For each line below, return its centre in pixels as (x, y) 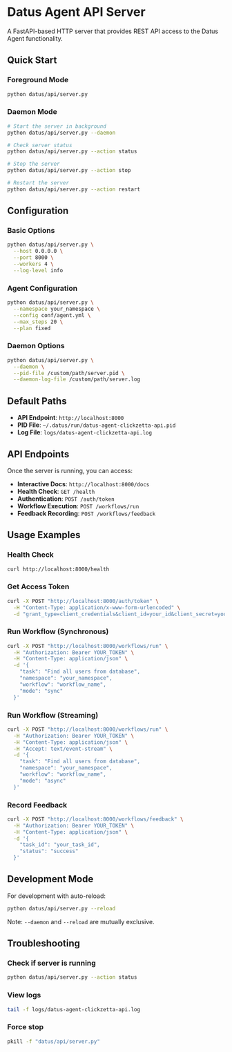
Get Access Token (38, 586)
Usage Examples (44, 535)
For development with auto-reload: (56, 896)
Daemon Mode (32, 112)
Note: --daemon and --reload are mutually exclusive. (81, 921)
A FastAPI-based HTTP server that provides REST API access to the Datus (113, 31)
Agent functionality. (35, 38)
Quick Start (32, 60)
